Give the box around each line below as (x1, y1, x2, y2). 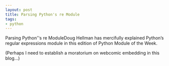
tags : (5, 16, 17, 21)
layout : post (5, 7, 33, 12)
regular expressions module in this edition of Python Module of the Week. (5, 40, 157, 46)
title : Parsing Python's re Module (5, 12, 80, 17)
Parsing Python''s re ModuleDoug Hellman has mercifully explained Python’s (5, 35, 164, 41)
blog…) (5, 55, 20, 61)
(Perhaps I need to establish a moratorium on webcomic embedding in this (5, 50, 160, 56)
